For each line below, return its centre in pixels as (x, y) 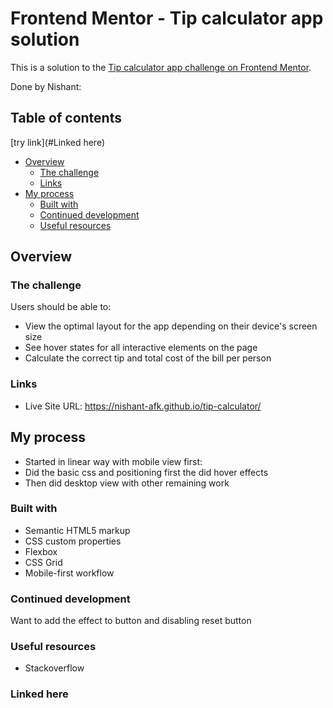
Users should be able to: (61, 307)
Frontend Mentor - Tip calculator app (167, 18)
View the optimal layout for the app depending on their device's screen (171, 326)
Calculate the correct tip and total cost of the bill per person (148, 358)
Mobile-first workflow (69, 573)
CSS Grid (43, 562)
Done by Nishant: (46, 86)
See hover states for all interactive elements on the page (141, 348)
